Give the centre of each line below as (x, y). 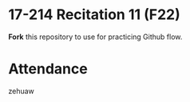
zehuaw (21, 91)
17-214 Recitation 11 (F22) (95, 15)
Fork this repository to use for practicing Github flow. (95, 37)
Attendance (48, 69)
